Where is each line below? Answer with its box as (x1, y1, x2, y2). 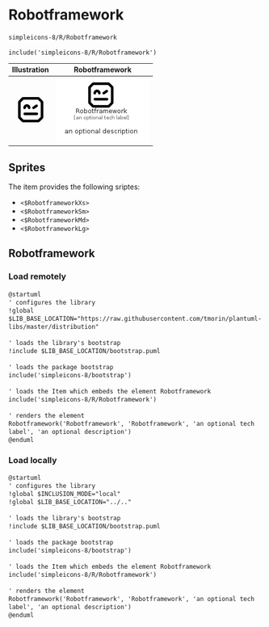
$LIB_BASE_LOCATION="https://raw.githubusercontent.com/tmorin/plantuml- (8, 314, 263, 322)
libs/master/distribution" (8, 322, 99, 330)
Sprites (8, 160, 46, 175)
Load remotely (8, 271, 67, 282)
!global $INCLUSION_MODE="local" (8, 490, 121, 498)
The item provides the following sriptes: (8, 182, 141, 191)
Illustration (11, 65, 50, 74)
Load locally (8, 454, 57, 465)
